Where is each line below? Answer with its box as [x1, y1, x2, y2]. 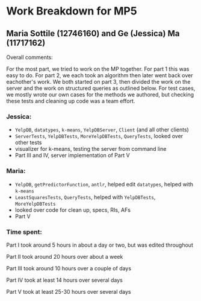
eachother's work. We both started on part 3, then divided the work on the [6, 78, 191, 85]
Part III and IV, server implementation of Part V [14, 152, 131, 159]
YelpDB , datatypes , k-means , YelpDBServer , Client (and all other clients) [14, 126, 190, 133]
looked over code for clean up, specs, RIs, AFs [14, 206, 131, 214]
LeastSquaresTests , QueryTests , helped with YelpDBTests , [14, 193, 156, 200]
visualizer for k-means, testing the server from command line [14, 145, 167, 153]
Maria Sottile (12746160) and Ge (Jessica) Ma [6, 28, 180, 39]
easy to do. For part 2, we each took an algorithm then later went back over [6, 72, 193, 79]
